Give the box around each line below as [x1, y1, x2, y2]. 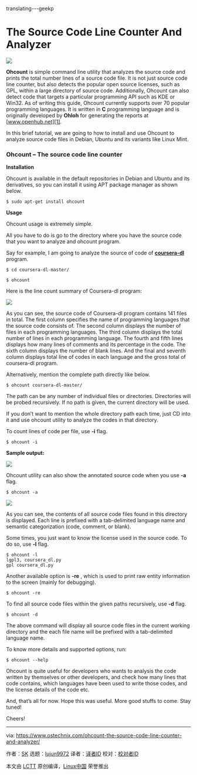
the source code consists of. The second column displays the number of [6, 322, 181, 329]
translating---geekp [6, 5, 54, 12]
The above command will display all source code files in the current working [6, 622, 191, 629]
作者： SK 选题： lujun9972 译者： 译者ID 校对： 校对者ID [6, 750, 139, 757]
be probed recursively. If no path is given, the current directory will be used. [6, 399, 190, 406]
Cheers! [6, 715, 25, 722]
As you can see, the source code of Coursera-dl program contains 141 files [6, 310, 187, 317]
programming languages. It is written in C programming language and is [6, 106, 180, 113]
